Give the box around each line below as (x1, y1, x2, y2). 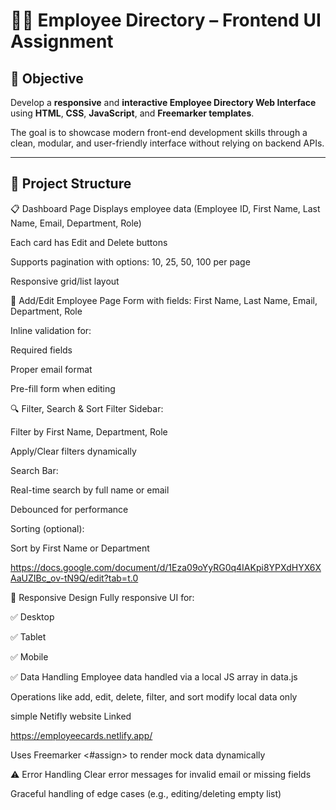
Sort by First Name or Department (10, 542, 150, 554)
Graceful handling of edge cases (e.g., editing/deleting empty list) (10, 787, 282, 799)
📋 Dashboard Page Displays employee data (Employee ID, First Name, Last (10, 202, 321, 214)
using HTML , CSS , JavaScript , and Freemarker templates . (10, 107, 255, 119)
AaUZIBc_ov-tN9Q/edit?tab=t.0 (10, 572, 139, 584)
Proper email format (10, 363, 93, 375)
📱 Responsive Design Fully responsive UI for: (10, 591, 195, 603)
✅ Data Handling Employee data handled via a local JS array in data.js (10, 670, 298, 683)
